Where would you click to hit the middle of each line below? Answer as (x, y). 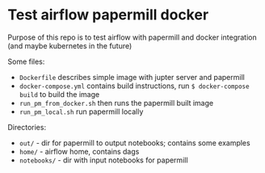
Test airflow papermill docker (108, 15)
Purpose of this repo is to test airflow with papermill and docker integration (132, 37)
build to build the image (59, 94)
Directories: (27, 127)
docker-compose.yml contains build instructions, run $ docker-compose (134, 86)
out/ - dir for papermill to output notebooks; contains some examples (135, 142)
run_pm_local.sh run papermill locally (81, 112)
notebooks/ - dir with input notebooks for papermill (103, 160)
